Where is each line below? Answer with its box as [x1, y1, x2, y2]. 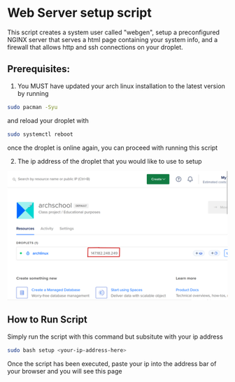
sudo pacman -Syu [7, 104, 58, 111]
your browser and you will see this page [7, 367, 122, 375]
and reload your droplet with [7, 116, 89, 125]
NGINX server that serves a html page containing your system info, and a [7, 35, 218, 43]
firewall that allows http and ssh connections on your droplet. [7, 43, 183, 51]
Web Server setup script [7, 5, 152, 21]
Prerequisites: [7, 63, 70, 75]
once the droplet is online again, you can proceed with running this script [7, 143, 218, 152]
